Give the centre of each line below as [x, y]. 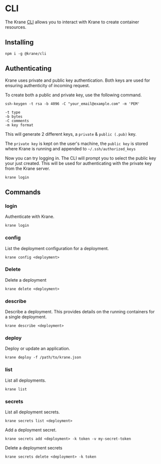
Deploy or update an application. [38, 349]
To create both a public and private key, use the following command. [73, 95]
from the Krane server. [27, 168]
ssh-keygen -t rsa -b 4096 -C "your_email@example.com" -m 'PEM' [72, 104]
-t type [13, 112]
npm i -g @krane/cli [26, 54]
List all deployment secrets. [32, 412]
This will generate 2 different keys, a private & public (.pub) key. [71, 134]
